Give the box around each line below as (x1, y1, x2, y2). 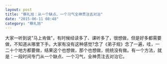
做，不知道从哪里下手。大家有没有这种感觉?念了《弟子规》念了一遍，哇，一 (5, 41, 160, 47)
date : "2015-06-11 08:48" (5, 16, 59, 21)
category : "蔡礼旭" (5, 21, 43, 26)
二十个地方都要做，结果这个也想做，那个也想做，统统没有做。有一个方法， (5, 47, 158, 53)
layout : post (5, 7, 32, 12)
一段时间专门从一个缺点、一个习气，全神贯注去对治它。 (13, 54, 127, 60)
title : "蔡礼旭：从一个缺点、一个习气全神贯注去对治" (5, 12, 103, 17)
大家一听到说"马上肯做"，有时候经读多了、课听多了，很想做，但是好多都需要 (5, 35, 162, 41)
